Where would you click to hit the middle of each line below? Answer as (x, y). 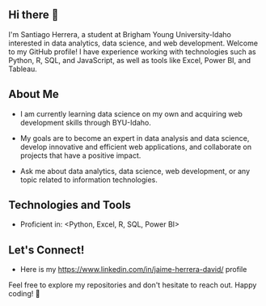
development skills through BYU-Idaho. (85, 122)
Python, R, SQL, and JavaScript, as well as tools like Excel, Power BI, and (130, 60)
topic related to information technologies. (89, 180)
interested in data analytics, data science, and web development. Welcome (133, 43)
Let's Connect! (46, 250)
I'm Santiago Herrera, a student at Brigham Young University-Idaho (120, 34)
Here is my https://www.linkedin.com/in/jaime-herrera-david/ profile (133, 270)
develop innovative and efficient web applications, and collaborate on (136, 147)
